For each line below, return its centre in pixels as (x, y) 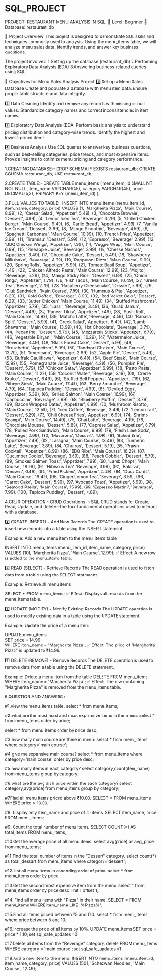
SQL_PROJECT (36, 9)
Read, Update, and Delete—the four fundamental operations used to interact (81, 506)
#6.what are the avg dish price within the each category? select (68, 783)
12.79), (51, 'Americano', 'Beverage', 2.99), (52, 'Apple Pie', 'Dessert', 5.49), (80, 352)
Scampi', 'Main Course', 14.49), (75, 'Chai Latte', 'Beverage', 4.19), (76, (75, 420)
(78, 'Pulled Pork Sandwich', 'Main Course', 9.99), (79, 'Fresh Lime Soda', (78, 430)
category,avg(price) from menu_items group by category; (62, 788)
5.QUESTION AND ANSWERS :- (36, 697)
